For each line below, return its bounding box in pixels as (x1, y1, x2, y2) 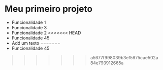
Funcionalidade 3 (11, 24, 47, 30)
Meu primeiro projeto (4, 3, 93, 15)
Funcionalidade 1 (11, 19, 46, 25)
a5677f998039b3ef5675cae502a (90, 54, 159, 60)
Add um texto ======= (11, 40, 61, 46)
